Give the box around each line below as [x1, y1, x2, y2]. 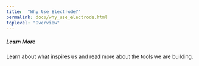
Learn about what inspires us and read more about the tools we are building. [6, 53, 194, 60]
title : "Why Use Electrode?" [6, 8, 82, 15]
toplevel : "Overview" [6, 20, 60, 26]
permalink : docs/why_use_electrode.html [6, 14, 108, 20]
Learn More [6, 38, 36, 45]
